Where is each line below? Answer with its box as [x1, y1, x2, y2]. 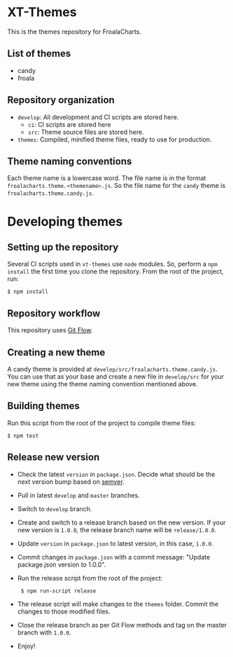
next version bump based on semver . [17, 477, 125, 486]
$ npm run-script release [20, 587, 97, 595]
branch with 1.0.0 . [17, 628, 71, 637]
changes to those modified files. [17, 607, 111, 616]
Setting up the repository [7, 241, 119, 253]
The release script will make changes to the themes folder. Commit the [17, 600, 219, 608]
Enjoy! [17, 642, 36, 650]
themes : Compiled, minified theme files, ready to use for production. [17, 135, 212, 144]
